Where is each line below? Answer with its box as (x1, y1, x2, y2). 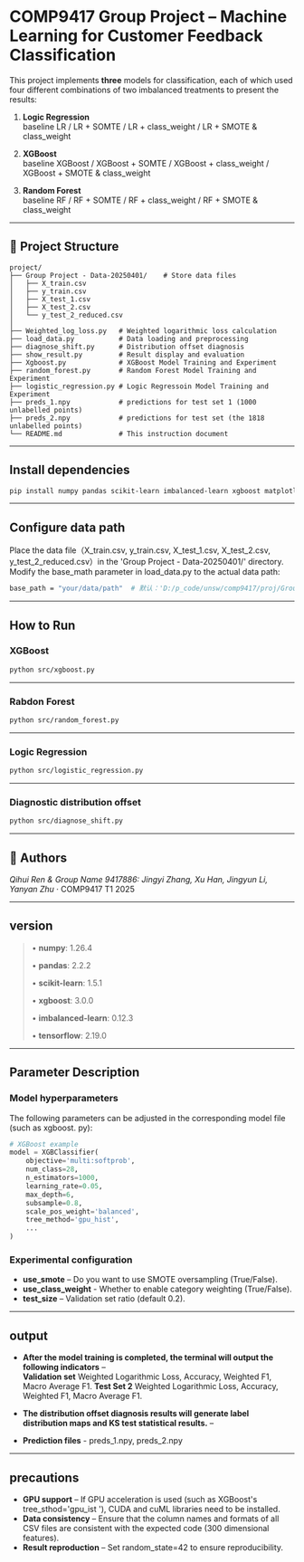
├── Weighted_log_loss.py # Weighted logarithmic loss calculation (9, 326, 278, 336)
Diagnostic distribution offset (9, 795, 142, 808)
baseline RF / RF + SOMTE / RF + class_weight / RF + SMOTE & (22, 195, 259, 205)
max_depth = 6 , (25, 1190, 75, 1199)
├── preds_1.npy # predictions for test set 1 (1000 (9, 397, 257, 406)
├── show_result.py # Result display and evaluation (9, 350, 245, 359)
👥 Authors (9, 850, 68, 865)
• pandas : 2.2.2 (31, 959, 91, 970)
